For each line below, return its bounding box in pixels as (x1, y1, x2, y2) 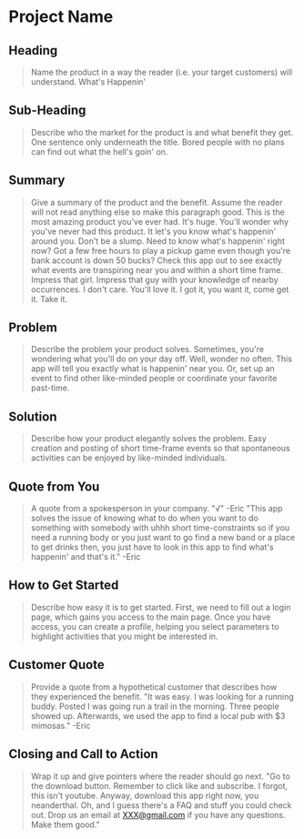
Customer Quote (8, 657, 106, 672)
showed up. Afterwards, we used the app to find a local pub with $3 (30, 710, 286, 721)
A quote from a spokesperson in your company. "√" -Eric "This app (30, 503, 283, 514)
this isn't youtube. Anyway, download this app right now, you (30, 790, 259, 801)
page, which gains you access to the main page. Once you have (30, 612, 271, 622)
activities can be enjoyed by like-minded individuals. (30, 452, 228, 463)
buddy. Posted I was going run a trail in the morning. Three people (30, 701, 279, 712)
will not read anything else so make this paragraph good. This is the (30, 207, 286, 217)
